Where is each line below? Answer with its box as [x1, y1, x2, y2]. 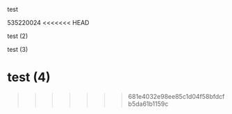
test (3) [7, 46, 28, 53]
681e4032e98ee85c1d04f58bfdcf [128, 92, 225, 100]
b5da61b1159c [128, 99, 169, 108]
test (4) [7, 70, 51, 85]
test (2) [7, 32, 28, 40]
